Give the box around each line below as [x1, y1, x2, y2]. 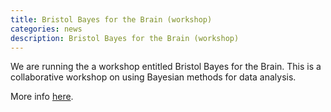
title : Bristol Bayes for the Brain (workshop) [10, 14, 213, 25]
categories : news [10, 24, 83, 34]
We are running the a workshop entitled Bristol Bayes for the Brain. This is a [10, 61, 322, 73]
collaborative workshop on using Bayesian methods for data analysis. [10, 71, 297, 83]
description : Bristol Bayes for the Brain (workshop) [10, 33, 240, 43]
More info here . [10, 91, 74, 103]
